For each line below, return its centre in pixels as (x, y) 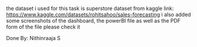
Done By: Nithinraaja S (33, 38)
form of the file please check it (43, 27)
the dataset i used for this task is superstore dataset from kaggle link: (90, 8)
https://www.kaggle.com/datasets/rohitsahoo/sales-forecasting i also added (98, 15)
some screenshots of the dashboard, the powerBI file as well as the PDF (94, 21)
